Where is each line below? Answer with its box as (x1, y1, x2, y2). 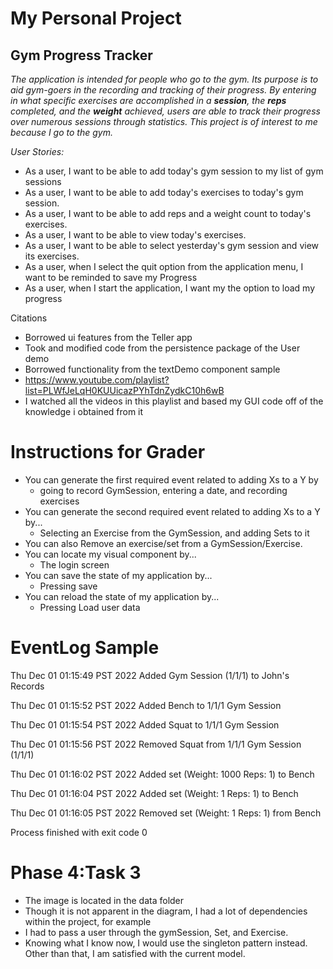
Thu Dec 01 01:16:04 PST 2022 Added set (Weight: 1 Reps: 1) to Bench (10, 787, 299, 799)
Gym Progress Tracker (10, 47, 153, 64)
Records (10, 680, 45, 692)
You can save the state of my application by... (24, 569, 213, 581)
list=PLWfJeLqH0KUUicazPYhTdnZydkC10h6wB (24, 385, 225, 396)
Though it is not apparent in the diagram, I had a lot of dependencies (24, 905, 308, 917)
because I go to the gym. (10, 127, 113, 138)
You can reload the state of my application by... (24, 590, 220, 602)
